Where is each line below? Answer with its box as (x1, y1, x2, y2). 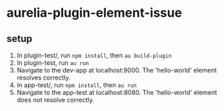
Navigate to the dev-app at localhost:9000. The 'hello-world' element (16, 66, 218, 74)
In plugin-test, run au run (16, 59, 89, 67)
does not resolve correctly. (16, 96, 94, 104)
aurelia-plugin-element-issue (6, 5, 183, 21)
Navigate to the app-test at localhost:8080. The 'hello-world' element (16, 89, 218, 96)
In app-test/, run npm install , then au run (16, 81, 137, 89)
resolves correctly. (16, 73, 71, 82)
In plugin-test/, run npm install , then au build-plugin (16, 51, 172, 59)
